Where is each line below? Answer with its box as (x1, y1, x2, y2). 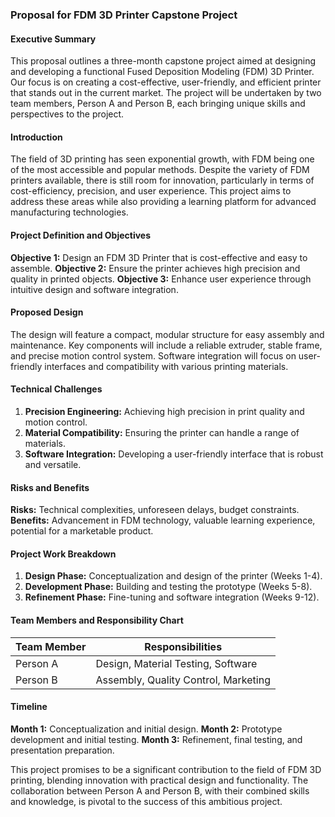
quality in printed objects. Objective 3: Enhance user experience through (10, 273, 312, 285)
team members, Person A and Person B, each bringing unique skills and (10, 98, 306, 110)
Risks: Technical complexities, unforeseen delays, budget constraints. (10, 504, 300, 516)
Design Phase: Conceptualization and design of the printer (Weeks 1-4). (24, 570, 323, 582)
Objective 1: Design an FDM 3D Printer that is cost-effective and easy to (10, 251, 308, 263)
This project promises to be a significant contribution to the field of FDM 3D (10, 763, 322, 775)
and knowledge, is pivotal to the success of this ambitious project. (10, 795, 283, 807)
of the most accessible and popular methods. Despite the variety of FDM (10, 164, 310, 176)
